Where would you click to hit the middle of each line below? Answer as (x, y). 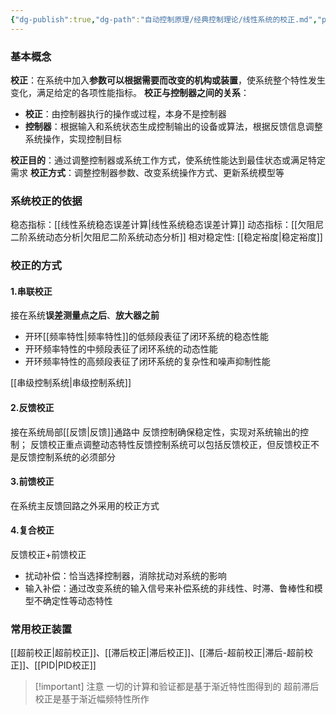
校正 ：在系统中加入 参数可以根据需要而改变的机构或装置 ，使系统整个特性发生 (168, 80)
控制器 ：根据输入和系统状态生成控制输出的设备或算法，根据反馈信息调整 (173, 126)
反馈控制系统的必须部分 (67, 457)
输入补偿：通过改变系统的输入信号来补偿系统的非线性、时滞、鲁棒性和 (169, 588)
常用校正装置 (41, 629)
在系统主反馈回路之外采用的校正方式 (85, 505)
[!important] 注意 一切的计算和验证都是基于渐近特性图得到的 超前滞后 (177, 687)
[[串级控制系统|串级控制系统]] (71, 383)
